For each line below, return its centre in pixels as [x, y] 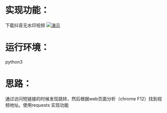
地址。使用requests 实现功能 [39, 105]
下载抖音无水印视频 [25, 25]
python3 [14, 62]
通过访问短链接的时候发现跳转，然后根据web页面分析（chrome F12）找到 [81, 98]
